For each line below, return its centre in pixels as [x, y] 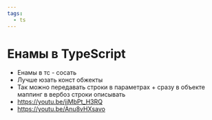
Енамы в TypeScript [66, 54]
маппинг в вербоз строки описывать [71, 95]
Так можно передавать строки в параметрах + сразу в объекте [111, 87]
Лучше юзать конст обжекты [60, 80]
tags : [15, 13]
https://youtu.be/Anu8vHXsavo [61, 109]
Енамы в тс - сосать [47, 73]
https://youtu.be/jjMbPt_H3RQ [60, 102]
